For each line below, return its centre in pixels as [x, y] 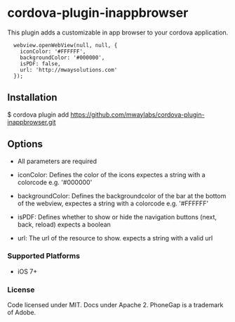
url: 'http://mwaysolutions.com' [69, 70]
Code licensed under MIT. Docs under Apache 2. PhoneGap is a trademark [115, 305]
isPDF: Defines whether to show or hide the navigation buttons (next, [117, 217]
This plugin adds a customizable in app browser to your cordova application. [118, 32]
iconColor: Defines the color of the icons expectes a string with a [111, 174]
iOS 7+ [27, 271]
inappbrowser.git [32, 122]
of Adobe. [22, 313]
